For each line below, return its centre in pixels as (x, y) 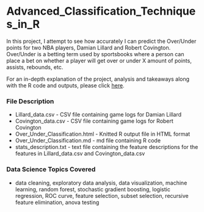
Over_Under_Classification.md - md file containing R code (88, 141)
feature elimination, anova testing (57, 202)
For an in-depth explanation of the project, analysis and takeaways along (98, 79)
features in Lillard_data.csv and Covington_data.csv (80, 153)
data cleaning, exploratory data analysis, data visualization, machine (101, 183)
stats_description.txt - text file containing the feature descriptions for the (107, 147)
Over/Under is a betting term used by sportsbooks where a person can (95, 54)
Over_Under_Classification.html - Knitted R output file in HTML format (103, 134)
